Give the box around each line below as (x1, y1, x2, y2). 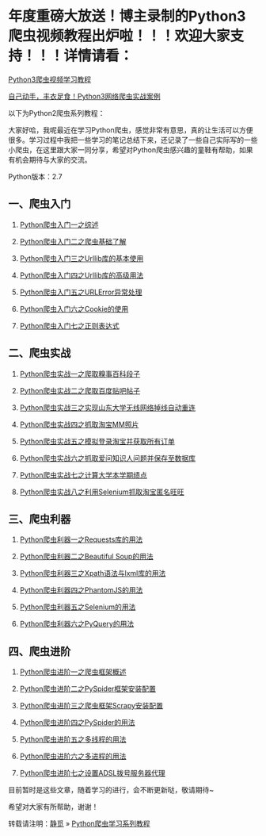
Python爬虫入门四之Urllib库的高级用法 (19, 270, 144, 280)
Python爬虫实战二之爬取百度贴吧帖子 (19, 385, 141, 395)
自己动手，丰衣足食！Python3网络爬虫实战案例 (8, 91, 161, 101)
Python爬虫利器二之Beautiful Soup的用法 (19, 552, 154, 562)
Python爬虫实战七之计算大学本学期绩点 (19, 470, 148, 480)
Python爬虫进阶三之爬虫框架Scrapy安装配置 (19, 701, 164, 711)
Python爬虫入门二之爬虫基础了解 (19, 236, 127, 246)
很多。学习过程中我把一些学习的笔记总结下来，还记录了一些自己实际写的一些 (8, 135, 258, 144)
